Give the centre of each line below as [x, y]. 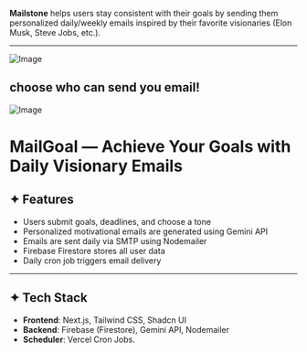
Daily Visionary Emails [96, 166]
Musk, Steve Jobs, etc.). [55, 32]
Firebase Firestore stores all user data [94, 251]
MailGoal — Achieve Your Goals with [150, 146]
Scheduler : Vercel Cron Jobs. [79, 339]
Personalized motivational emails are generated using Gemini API [145, 231]
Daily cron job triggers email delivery [92, 261]
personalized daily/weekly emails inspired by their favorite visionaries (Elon [151, 23]
